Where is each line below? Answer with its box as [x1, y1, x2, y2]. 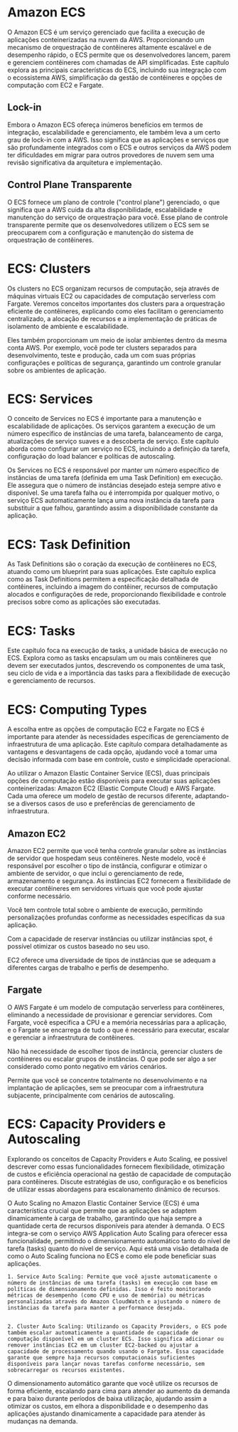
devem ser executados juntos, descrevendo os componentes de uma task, [7, 662, 226, 670]
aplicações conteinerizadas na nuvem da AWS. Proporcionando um [7, 35, 205, 43]
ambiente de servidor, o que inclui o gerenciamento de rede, [7, 869, 185, 878]
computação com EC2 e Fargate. [7, 80, 104, 89]
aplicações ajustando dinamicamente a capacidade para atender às [7, 1409, 206, 1418]
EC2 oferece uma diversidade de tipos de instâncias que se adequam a [7, 956, 216, 965]
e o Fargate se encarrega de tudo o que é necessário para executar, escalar [7, 1025, 229, 1034]
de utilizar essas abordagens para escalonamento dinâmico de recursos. [7, 1185, 220, 1193]
